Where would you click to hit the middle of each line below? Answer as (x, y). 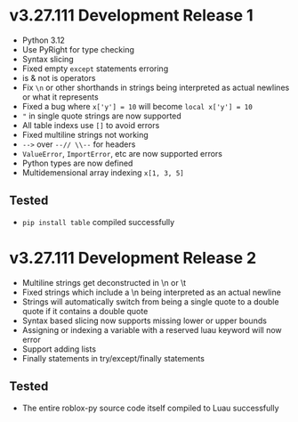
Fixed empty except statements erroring (95, 69)
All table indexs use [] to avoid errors (91, 125)
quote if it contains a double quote (85, 311)
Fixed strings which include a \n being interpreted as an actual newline (152, 292)
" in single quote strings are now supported (102, 116)
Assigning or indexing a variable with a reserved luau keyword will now (152, 329)
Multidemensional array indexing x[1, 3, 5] (103, 172)
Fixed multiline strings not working (85, 134)
